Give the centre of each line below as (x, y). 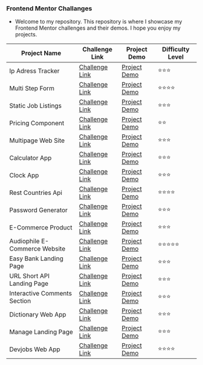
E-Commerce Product (41, 228)
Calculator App (31, 158)
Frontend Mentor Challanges (49, 8)
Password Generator (39, 210)
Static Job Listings (36, 106)
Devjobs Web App (35, 349)
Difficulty (176, 50)
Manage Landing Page (41, 332)
